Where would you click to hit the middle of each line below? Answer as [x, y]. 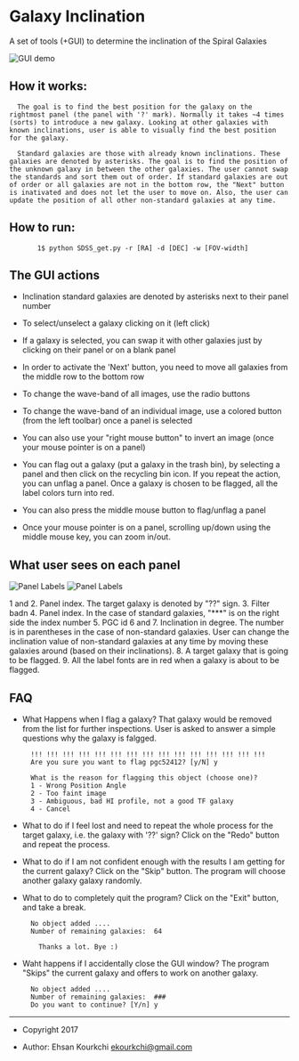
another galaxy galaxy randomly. [82, 880]
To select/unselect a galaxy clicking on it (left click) [116, 323]
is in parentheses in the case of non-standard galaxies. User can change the [149, 632]
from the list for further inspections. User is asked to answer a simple [149, 729]
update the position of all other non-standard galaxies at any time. [143, 200]
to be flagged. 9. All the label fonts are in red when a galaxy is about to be [145, 660]
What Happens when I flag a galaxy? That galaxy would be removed [147, 719]
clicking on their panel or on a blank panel [99, 350]
